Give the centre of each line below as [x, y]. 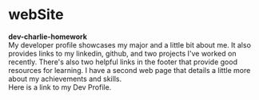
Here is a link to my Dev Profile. [60, 87]
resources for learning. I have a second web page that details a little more [129, 70]
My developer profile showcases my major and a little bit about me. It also [130, 44]
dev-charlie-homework [48, 37]
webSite [36, 15]
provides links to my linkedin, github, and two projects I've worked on [122, 53]
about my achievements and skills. [65, 79]
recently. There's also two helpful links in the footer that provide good [123, 62]
